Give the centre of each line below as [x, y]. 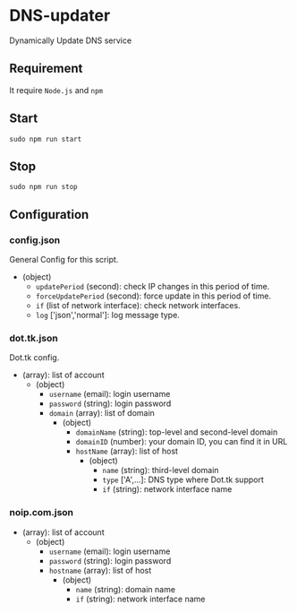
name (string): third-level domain [161, 471]
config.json [35, 240]
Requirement [46, 69]
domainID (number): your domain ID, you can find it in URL [182, 442]
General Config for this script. [64, 260]
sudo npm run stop [43, 187]
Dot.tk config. [34, 358]
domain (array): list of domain [102, 413]
